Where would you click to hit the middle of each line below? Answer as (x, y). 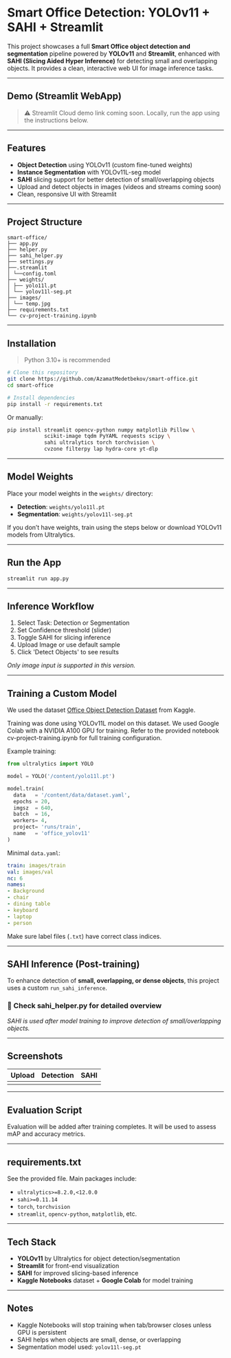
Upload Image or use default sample (68, 645)
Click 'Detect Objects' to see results (68, 652)
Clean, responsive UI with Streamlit (67, 194)
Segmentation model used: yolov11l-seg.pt (79, 1347)
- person (20, 923)
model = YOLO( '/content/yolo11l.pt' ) (61, 777)
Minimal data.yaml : (34, 853)
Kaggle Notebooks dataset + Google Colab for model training (105, 1280)
